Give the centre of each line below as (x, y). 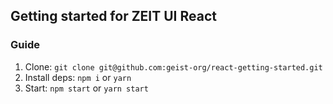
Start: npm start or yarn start (86, 88)
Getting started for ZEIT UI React (113, 16)
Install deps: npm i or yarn (78, 77)
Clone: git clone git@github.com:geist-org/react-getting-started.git (173, 66)
